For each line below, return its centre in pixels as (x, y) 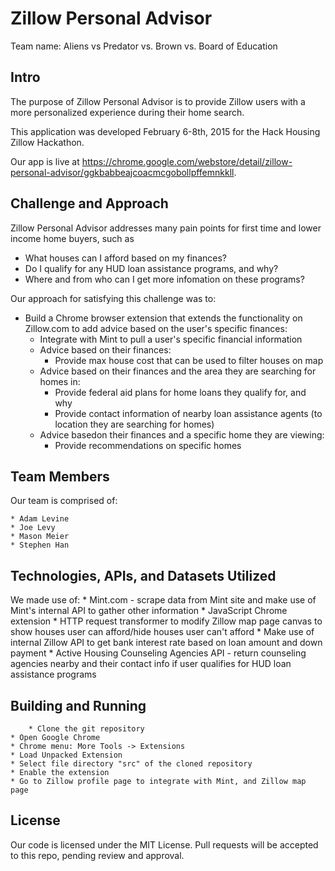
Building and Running (78, 705)
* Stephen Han (40, 545)
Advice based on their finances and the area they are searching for (178, 371)
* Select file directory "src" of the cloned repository (131, 764)
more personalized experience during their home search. (127, 112)
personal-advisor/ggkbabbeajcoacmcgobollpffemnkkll (122, 172)
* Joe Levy (33, 528)
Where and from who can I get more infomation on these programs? (164, 279)
